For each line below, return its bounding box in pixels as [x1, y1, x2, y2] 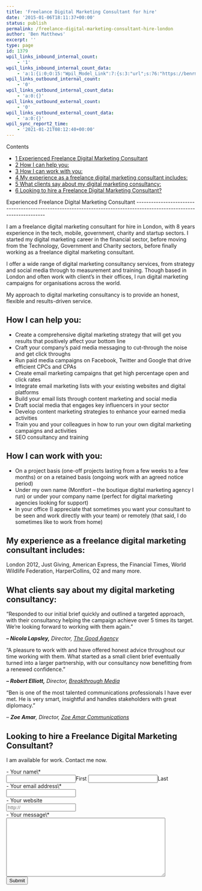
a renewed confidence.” [6, 666, 66, 673]
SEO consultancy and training [14, 433, 89, 441]
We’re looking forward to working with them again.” [6, 623, 133, 631]
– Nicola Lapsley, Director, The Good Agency [6, 635, 119, 642]
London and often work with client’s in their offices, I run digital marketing [6, 273, 188, 280]
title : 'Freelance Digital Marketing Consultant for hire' [6, 8, 158, 15]
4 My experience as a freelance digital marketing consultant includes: [14, 174, 188, 181]
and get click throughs [14, 350, 71, 357]
